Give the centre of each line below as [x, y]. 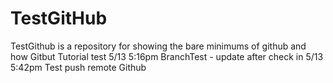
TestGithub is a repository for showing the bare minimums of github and [158, 46]
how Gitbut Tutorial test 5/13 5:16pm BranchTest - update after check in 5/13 [167, 56]
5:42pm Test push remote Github [78, 67]
